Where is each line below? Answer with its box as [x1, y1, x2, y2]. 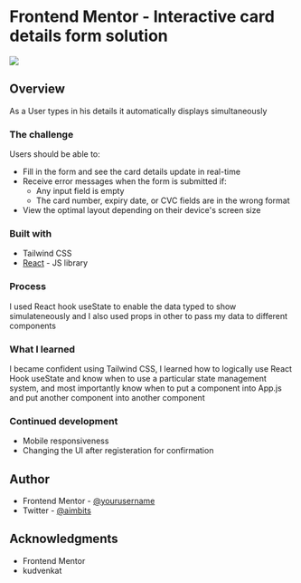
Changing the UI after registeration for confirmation [22, 445, 214, 456]
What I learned [9, 343, 75, 355]
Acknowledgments [9, 531, 119, 547]
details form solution [9, 25, 169, 46]
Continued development [9, 414, 118, 427]
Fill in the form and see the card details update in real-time [22, 166, 241, 178]
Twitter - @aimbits [22, 505, 92, 516]
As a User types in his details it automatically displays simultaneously [9, 105, 268, 116]
